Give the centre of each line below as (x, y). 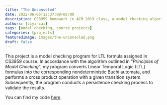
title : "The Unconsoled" (31, 10)
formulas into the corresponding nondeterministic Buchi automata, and (78, 72)
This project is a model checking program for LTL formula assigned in (76, 56)
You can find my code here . (34, 97)
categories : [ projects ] (30, 33)
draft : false (19, 42)
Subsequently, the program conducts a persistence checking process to (79, 82)
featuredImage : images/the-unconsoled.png (50, 38)
